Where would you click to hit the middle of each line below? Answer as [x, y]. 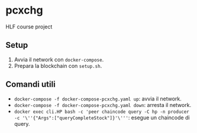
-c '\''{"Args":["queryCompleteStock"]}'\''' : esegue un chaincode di [102, 117]
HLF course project [29, 27]
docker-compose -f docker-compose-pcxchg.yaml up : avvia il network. [98, 99]
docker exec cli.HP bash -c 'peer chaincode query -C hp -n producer [102, 112]
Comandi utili [30, 84]
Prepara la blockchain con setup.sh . [58, 66]
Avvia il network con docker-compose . [59, 59]
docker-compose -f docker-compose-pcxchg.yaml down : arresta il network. [103, 105]
